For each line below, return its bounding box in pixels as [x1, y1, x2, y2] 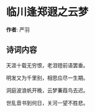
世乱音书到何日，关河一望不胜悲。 [6, 99, 89, 106]
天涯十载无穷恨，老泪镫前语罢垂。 [6, 61, 89, 68]
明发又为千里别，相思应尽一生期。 [6, 74, 89, 81]
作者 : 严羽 [6, 26, 30, 33]
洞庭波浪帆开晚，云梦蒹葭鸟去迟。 [6, 87, 89, 94]
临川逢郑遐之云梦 [6, 5, 89, 19]
